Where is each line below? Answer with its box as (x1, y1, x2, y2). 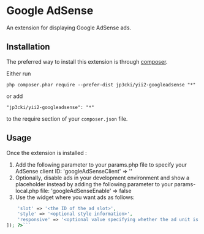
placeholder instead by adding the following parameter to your (15, 180, 173, 187)
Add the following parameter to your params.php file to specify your (15, 160, 187, 168)
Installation (6, 42, 50, 52)
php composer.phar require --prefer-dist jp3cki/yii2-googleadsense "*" (6, 81, 196, 88)
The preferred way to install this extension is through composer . (6, 58, 168, 65)
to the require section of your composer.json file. (6, 115, 128, 123)
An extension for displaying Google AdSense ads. (6, 24, 132, 31)
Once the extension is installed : (6, 149, 87, 156)
